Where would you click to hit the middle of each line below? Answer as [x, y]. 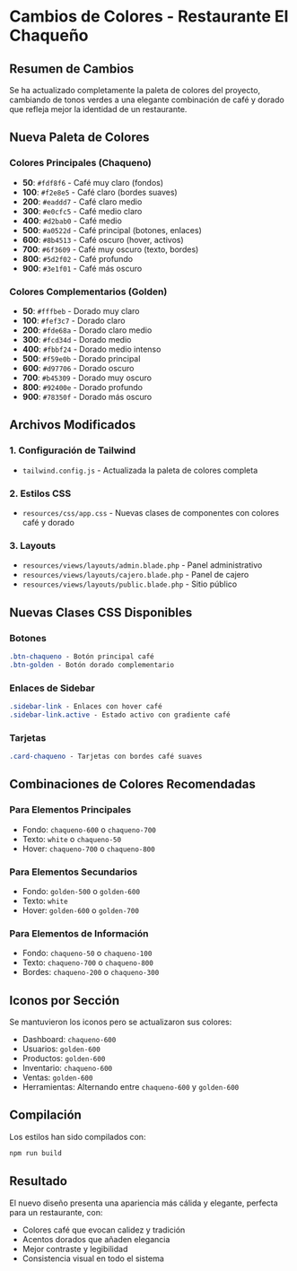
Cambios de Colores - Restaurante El [149, 17]
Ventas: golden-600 [57, 1077]
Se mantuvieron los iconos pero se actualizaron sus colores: [121, 1022]
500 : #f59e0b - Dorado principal [81, 358]
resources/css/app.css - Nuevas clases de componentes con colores [151, 512]
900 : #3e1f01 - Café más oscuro [82, 268]
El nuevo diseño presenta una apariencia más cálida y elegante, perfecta [144, 1203]
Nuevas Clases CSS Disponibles [101, 612]
